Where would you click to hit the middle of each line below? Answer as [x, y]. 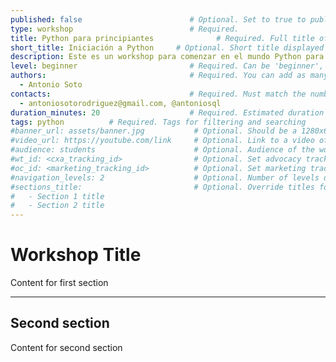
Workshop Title [76, 255]
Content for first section [59, 283]
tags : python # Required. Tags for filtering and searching [158, 122]
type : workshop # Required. [125, 29]
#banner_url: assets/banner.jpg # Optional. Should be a [154, 131]
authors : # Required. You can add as [158, 76]
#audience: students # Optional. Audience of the [162, 150]
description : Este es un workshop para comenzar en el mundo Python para [167, 57]
